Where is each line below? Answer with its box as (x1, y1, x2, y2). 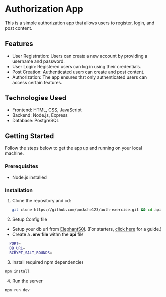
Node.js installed (12, 174, 47, 180)
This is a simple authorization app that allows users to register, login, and (5, 20, 155, 26)
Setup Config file (12, 216, 47, 222)
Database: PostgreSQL (12, 117, 59, 123)
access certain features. (12, 79, 62, 85)
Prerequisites (5, 163, 38, 170)
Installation (5, 187, 33, 194)
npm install (5, 269, 30, 274)
